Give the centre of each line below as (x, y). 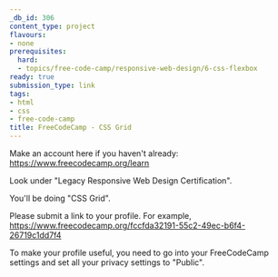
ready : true (32, 77)
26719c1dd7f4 (35, 235)
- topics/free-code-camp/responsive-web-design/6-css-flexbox (138, 69)
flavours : (28, 35)
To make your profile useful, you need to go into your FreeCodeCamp (139, 252)
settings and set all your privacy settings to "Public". (107, 262)
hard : (28, 60)
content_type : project (52, 26)
